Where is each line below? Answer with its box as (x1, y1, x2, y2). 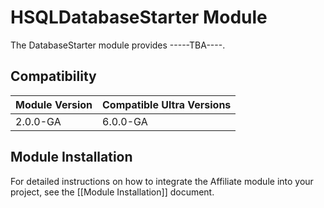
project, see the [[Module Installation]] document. (10, 186, 215, 198)
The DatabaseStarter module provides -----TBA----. (10, 39, 226, 51)
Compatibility (10, 68, 97, 85)
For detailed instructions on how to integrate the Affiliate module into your (10, 175, 314, 187)
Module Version (15, 97, 93, 111)
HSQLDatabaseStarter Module (10, 6, 268, 29)
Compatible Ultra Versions (102, 97, 232, 111)
